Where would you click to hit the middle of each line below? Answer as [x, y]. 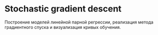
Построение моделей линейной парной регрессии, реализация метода [79, 22]
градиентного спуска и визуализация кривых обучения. [63, 27]
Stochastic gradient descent [63, 9]
